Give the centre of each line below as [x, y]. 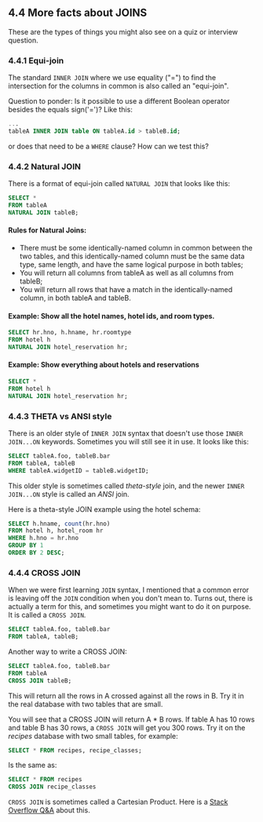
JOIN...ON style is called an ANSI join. [69, 494]
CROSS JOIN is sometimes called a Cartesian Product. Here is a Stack [118, 802]
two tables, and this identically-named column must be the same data [132, 256]
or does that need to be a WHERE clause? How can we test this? [109, 146]
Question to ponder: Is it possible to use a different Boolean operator [119, 101]
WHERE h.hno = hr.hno [44, 538]
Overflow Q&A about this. [49, 810]
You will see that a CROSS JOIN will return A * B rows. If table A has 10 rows [131, 719]
